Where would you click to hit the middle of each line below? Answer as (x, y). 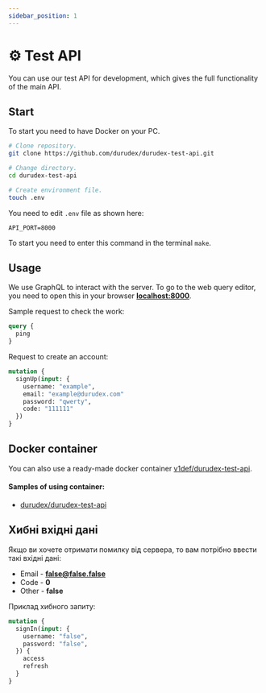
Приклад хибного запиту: (52, 606)
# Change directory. (43, 168)
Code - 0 (35, 582)
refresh (35, 666)
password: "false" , (56, 644)
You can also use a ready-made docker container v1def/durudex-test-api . (130, 468)
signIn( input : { (43, 629)
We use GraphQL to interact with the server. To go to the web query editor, (132, 288)
